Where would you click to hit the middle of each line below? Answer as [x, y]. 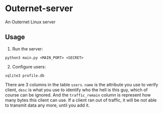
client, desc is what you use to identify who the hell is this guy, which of [76, 90]
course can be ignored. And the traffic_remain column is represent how [78, 95]
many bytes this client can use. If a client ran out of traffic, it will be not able [81, 100]
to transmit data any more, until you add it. [47, 105]
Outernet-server [39, 8]
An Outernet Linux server [30, 22]
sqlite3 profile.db [25, 76]
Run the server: [27, 48]
